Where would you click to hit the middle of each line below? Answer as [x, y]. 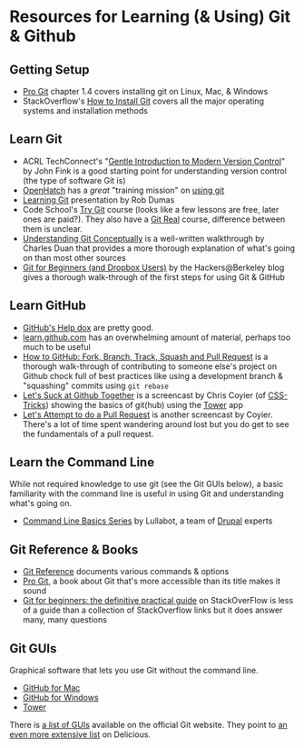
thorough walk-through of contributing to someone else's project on [150, 366]
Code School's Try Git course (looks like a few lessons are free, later [151, 209]
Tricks [34, 404]
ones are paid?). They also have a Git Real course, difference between [154, 219]
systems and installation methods [85, 110]
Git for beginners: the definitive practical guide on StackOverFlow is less [158, 601]
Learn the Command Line [82, 462]
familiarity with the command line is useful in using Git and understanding [147, 494]
